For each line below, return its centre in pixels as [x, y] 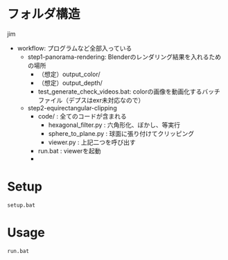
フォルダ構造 [44, 14]
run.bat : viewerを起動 [70, 150]
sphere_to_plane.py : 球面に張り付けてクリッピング [121, 133]
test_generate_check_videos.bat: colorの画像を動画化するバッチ [129, 92]
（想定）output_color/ [69, 74]
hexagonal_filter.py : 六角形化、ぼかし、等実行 [114, 125]
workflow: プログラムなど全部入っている [74, 48]
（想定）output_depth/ [70, 83]
